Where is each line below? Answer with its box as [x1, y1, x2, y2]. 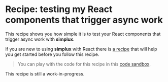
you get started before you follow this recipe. [5, 51, 99, 57]
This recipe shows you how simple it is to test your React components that [5, 31, 161, 37]
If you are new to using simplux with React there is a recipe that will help [5, 46, 157, 52]
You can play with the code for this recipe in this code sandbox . [17, 61, 151, 67]
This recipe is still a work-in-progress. [5, 70, 85, 76]
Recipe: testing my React [5, 4, 113, 15]
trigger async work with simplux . [5, 36, 75, 42]
